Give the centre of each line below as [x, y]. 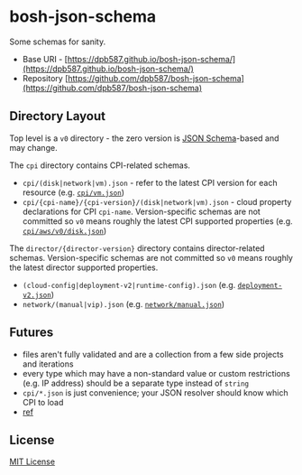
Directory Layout [58, 116]
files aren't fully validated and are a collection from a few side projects [153, 354]
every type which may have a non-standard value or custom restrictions [156, 373]
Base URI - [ [45, 59]
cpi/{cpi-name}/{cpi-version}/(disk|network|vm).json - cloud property [157, 201]
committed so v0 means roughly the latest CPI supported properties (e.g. [157, 221]
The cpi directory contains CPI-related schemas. [100, 165]
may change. [33, 147]
